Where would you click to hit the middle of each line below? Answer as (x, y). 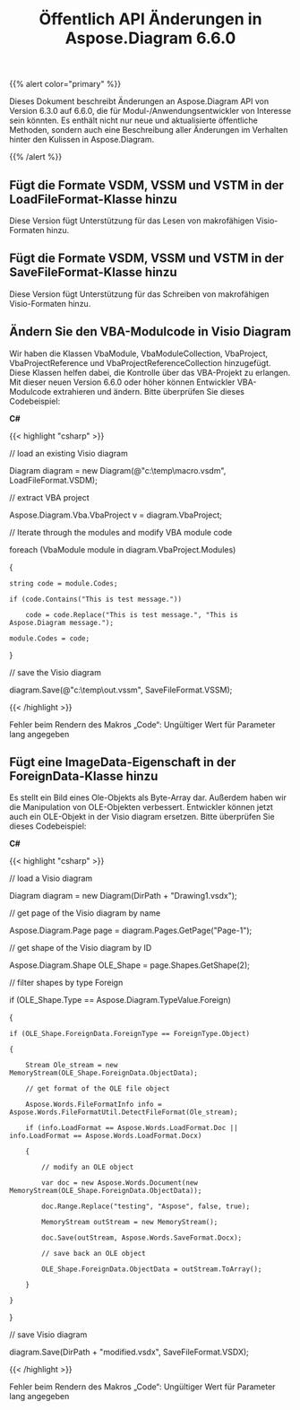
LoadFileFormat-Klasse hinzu (93, 199)
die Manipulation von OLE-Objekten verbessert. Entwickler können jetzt (141, 807)
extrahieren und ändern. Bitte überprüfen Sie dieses (149, 391)
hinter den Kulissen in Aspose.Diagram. (82, 140)
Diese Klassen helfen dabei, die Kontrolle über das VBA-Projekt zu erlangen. (150, 372)
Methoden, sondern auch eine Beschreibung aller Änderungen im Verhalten (149, 130)
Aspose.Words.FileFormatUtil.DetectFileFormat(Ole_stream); (124, 1112)
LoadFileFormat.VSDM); (54, 480)
